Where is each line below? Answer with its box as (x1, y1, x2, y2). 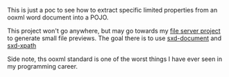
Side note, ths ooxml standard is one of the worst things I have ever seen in (7, 55, 223, 63)
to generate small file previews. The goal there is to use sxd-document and (7, 34, 222, 42)
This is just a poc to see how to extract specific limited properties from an (7, 6, 218, 14)
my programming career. (7, 62, 78, 70)
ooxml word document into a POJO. (7, 13, 109, 22)
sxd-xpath (7, 42, 37, 49)
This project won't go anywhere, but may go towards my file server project (7, 27, 221, 35)
